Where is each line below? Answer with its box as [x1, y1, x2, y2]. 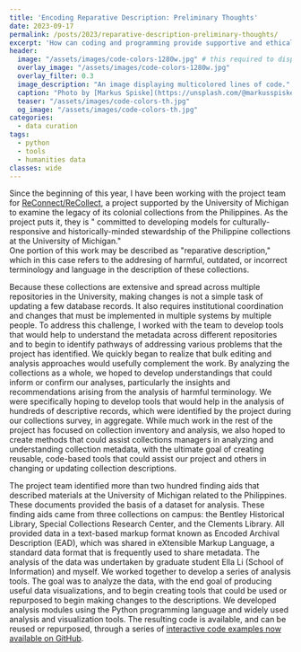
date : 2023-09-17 [9, 22, 74, 31]
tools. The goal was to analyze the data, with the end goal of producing [9, 576, 272, 586]
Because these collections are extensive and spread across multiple [9, 282, 261, 293]
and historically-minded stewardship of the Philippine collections [52, 226, 291, 237]
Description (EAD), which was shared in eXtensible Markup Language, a [9, 538, 275, 549]
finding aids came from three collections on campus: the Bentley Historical [9, 509, 285, 520]
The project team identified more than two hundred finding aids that [9, 480, 260, 491]
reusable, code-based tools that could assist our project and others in [9, 454, 267, 464]
